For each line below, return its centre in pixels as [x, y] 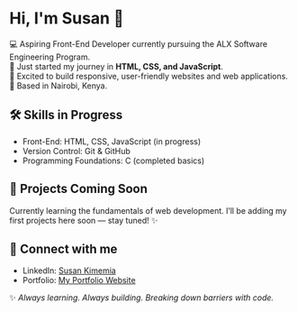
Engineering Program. [50, 57]
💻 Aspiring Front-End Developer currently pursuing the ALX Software [139, 43]
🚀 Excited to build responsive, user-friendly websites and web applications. [148, 76]
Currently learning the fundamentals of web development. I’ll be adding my [148, 210]
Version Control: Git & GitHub [76, 151]
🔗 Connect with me [63, 248]
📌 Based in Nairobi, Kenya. [58, 86]
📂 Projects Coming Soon [79, 189]
